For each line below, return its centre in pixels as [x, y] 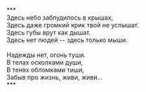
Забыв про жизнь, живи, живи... [55, 77]
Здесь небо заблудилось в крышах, [60, 18]
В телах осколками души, [45, 62]
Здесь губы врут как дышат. [49, 32]
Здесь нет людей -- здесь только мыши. [67, 40]
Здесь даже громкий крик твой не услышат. [73, 25]
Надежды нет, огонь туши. [46, 55]
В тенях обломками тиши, [46, 70]
